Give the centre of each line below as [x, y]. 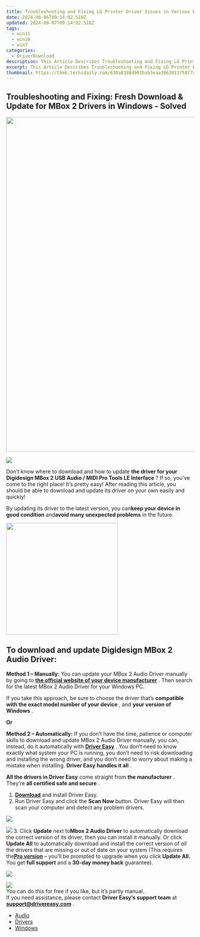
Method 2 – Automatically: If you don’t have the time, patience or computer [99, 733]
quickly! [16, 497]
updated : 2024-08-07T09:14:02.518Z [50, 23]
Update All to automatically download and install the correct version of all [96, 844]
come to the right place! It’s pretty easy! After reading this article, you [91, 484]
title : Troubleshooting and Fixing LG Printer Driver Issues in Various [98, 12]
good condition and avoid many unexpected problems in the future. [90, 515]
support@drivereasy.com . [40, 904]
